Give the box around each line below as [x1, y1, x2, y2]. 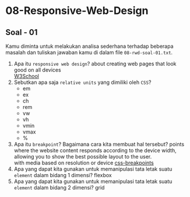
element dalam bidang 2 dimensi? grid [13, 184, 105, 191]
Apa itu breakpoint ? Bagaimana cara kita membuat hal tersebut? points [13, 141, 185, 147]
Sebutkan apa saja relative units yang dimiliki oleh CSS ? [13, 79, 152, 86]
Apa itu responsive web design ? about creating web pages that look [13, 60, 177, 67]
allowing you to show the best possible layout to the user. [13, 153, 152, 160]
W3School [13, 73, 39, 79]
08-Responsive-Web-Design [5, 4, 149, 17]
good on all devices [13, 66, 62, 73]
